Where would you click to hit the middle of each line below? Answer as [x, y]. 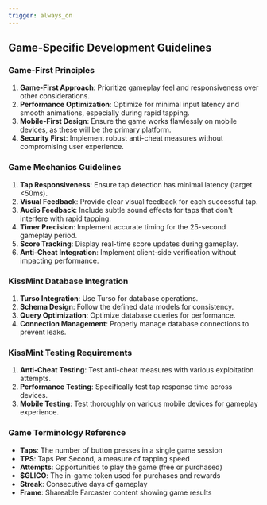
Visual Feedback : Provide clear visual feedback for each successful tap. [139, 201]
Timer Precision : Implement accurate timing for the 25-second [123, 226]
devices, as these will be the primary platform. [95, 130]
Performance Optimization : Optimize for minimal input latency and [130, 105]
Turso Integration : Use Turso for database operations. [109, 298]
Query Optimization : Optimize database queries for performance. [128, 315]
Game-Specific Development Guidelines [110, 48]
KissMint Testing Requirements [70, 353]
